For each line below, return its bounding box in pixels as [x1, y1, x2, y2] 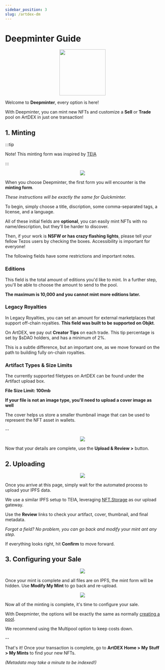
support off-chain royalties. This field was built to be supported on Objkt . [5, 320, 155, 326]
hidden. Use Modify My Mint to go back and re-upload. [5, 583, 118, 588]
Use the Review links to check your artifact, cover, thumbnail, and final [5, 511, 148, 517]
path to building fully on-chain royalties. [5, 350, 86, 355]
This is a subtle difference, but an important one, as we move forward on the [5, 344, 160, 350]
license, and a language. [5, 209, 55, 215]
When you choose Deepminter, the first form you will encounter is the [5, 179, 146, 185]
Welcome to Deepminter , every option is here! [5, 99, 99, 106]
